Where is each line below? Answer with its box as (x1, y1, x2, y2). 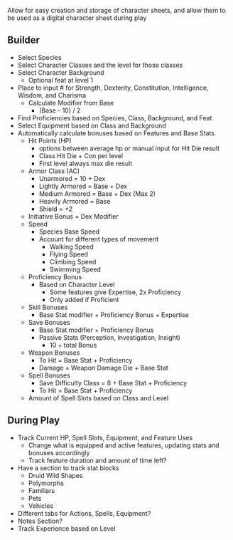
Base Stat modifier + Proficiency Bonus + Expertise (38, 310, 190, 319)
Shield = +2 (38, 204, 73, 213)
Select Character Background (17, 68, 104, 77)
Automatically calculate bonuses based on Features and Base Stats (17, 128, 215, 137)
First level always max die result (38, 159, 133, 167)
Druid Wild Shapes (28, 471, 83, 479)
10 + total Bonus (49, 341, 97, 349)
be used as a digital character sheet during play (7, 14, 147, 22)
